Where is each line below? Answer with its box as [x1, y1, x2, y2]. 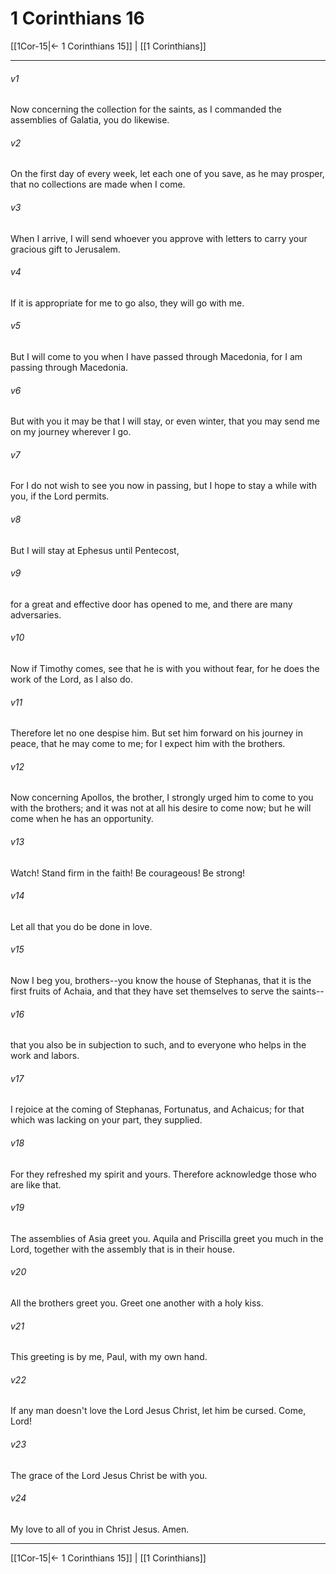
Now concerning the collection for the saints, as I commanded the [10, 103, 282, 116]
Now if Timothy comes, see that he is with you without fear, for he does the [10, 662, 320, 674]
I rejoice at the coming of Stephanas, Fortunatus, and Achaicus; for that [10, 1103, 305, 1116]
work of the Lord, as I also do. [10, 673, 133, 685]
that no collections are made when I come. [10, 178, 186, 191]
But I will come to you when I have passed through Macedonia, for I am [10, 350, 303, 362]
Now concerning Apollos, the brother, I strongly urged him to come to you [10, 792, 314, 804]
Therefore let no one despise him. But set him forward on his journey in [10, 727, 303, 739]
